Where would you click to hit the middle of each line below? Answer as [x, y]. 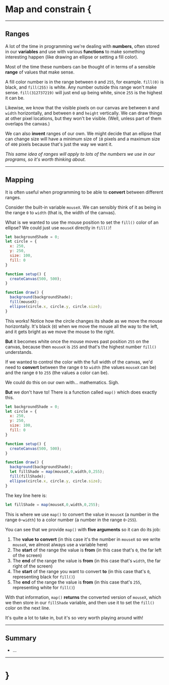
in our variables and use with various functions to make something [75, 51]
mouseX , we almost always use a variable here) [60, 544]
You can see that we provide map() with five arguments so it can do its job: [83, 529]
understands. [19, 352]
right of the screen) [32, 566]
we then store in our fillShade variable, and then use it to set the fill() [80, 602]
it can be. [15, 98]
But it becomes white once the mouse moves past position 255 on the [77, 341]
